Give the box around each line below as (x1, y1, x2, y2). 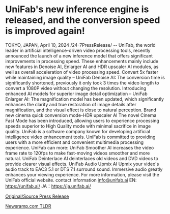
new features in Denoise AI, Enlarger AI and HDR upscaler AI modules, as (5, 64, 159, 70)
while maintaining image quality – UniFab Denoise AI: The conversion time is (5, 74, 165, 80)
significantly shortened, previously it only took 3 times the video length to (5, 80, 159, 86)
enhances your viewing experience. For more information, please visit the (5, 171, 159, 177)
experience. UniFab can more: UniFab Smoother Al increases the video (5, 144, 154, 150)
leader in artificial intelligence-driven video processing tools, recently (5, 47, 151, 53)
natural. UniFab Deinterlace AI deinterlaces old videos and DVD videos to (5, 155, 159, 161)
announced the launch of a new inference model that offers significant (5, 52, 153, 59)
